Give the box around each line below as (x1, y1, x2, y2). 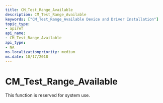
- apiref (5, 26, 24, 31)
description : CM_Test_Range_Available (5, 12, 87, 17)
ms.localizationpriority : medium (5, 49, 75, 54)
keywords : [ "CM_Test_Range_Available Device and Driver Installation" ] (5, 17, 158, 22)
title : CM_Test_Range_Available (5, 7, 73, 13)
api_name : (5, 31, 26, 36)
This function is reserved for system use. (5, 92, 91, 98)
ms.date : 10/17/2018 (5, 54, 49, 59)
